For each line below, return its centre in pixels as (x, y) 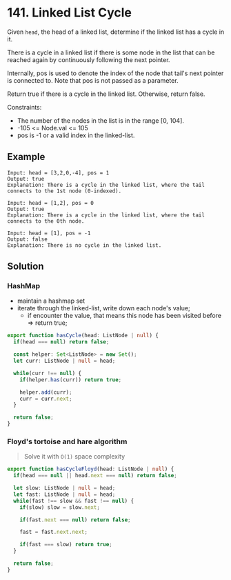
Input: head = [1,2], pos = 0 (51, 203)
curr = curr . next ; (46, 399)
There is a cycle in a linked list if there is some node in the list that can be (111, 52)
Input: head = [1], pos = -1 (49, 233)
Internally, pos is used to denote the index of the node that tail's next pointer (115, 73)
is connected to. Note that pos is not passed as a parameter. (93, 80)
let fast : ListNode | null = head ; (64, 494)
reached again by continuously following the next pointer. (89, 59)
